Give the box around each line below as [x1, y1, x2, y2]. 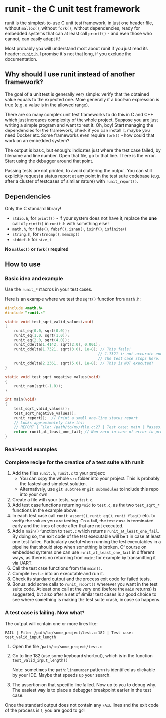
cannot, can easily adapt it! [5, 36, 60, 42]
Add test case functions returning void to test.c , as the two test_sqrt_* [12, 502, 160, 508]
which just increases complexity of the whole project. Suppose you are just [5, 117, 158, 123]
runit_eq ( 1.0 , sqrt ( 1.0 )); [14, 333, 70, 338]
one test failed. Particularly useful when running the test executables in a [12, 539, 161, 545]
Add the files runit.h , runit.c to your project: [12, 470, 105, 476]
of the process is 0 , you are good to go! [5, 707, 85, 713]
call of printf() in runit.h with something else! [12, 220, 109, 226]
